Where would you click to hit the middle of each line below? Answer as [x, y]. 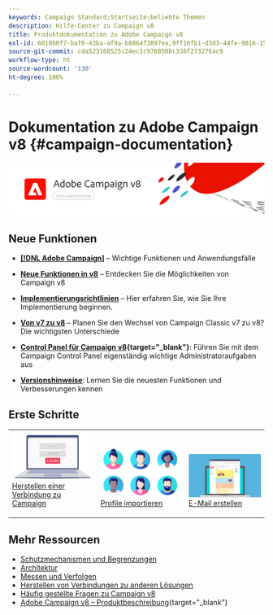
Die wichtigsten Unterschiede [69, 331]
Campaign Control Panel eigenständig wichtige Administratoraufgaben [138, 356]
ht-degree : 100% [36, 77]
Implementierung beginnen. [66, 307]
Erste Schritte [44, 414]
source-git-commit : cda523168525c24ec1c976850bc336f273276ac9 [116, 52]
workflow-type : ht [39, 60]
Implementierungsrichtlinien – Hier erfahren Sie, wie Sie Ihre [123, 299]
